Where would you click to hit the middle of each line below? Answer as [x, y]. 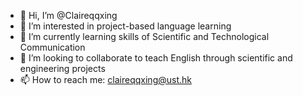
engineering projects [62, 68]
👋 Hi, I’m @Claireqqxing [68, 15]
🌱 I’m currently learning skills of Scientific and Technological [144, 36]
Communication [52, 47]
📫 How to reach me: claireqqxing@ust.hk [105, 79]
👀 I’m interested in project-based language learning [125, 26]
